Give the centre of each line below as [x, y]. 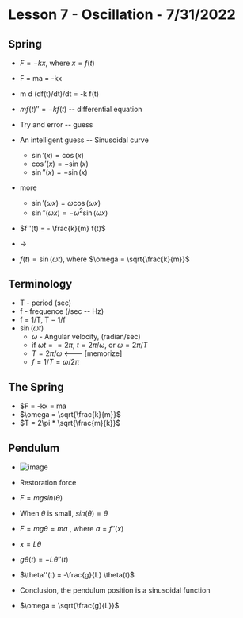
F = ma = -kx [41, 78]
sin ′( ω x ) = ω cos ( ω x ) [66, 203]
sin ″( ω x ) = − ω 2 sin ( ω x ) [70, 212]
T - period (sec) [46, 303]
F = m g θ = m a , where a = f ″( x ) [72, 529]
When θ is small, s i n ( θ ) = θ [64, 513]
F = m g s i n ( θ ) [41, 498]
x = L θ [30, 544]
